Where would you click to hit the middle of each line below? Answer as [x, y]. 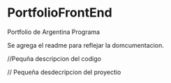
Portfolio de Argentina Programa [53, 32]
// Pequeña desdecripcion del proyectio [64, 72]
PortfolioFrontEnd [60, 13]
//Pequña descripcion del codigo [54, 58]
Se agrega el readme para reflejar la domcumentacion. [85, 45]
